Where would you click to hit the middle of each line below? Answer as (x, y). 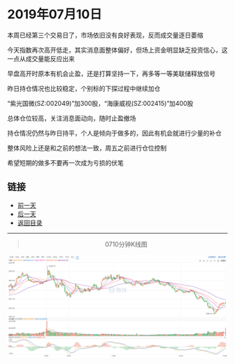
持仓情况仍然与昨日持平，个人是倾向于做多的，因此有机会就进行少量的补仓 (114, 133)
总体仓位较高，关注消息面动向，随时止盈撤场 (72, 118)
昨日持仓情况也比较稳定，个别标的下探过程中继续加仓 (84, 88)
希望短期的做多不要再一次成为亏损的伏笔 (65, 162)
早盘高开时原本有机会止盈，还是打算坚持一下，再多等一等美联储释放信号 (111, 73)
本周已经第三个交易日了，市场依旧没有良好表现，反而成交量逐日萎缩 (105, 35)
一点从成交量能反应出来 (41, 58)
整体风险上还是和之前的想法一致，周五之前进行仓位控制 (87, 148)
